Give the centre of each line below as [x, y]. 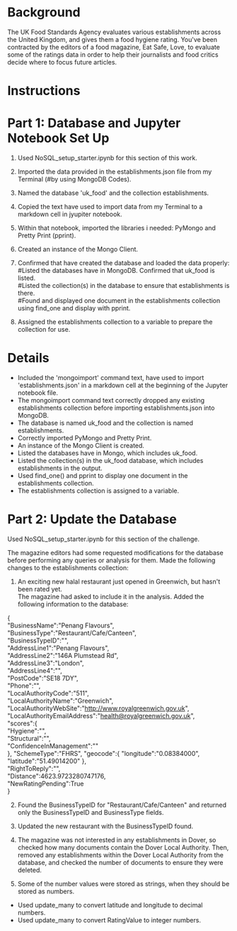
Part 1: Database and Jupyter [94, 123]
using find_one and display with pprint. [74, 308]
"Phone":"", [24, 686]
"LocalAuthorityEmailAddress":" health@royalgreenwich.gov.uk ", [101, 715]
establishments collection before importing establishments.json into [116, 408]
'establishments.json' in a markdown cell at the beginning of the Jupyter [123, 385]
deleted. [30, 870]
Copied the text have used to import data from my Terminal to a [110, 207]
